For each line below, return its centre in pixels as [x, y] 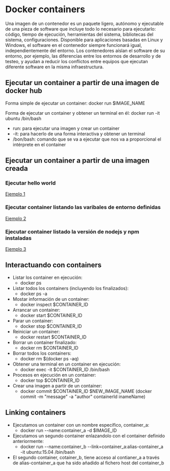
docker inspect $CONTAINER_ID [54, 304]
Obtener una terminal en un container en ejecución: [67, 364]
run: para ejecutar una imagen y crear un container [66, 128]
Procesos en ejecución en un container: [54, 375]
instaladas [19, 238]
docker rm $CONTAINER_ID [49, 348]
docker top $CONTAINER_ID [50, 380]
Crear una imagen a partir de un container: [57, 385]
